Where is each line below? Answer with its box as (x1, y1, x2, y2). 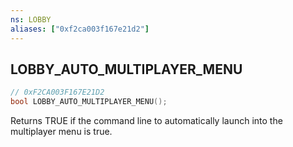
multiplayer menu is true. (10, 126, 113, 138)
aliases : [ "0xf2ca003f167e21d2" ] (10, 24, 150, 34)
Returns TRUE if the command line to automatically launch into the (10, 115, 283, 127)
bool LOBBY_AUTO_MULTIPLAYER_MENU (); (10, 97, 168, 107)
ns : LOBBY (10, 14, 52, 25)
